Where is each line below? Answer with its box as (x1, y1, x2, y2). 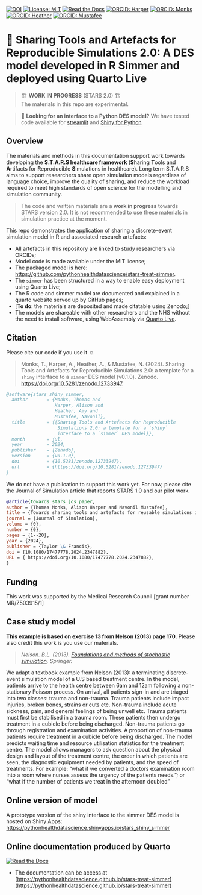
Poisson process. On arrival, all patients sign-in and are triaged (32, 688, 188, 696)
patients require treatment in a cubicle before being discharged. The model (6, 733, 192, 740)
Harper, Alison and (54, 403, 103, 409)
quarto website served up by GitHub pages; (14, 296, 123, 303)
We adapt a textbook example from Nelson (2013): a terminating (6, 669, 165, 676)
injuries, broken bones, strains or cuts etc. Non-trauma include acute (6, 701, 177, 708)
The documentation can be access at (14, 869, 108, 876)
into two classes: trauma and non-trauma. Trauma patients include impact (6, 694, 189, 702)
